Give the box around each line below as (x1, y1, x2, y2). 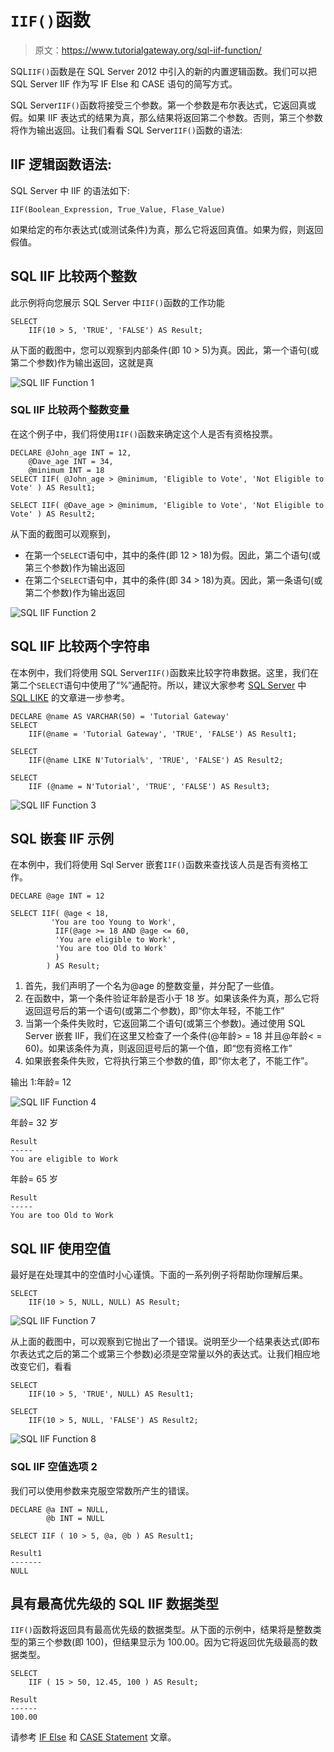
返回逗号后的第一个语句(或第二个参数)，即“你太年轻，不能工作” (24, 1005, 285, 1017)
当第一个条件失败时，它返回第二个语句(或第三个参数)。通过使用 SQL (24, 1017, 306, 1030)
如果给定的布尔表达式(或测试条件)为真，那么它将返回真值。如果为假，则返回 (10, 223, 324, 235)
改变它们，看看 (10, 1361, 72, 1373)
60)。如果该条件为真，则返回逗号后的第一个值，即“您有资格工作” (24, 1042, 293, 1055)
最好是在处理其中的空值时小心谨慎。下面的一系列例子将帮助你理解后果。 (10, 1269, 308, 1281)
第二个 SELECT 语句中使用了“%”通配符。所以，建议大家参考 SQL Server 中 (10, 679, 307, 691)
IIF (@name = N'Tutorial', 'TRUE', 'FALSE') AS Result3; (28, 781, 271, 791)
